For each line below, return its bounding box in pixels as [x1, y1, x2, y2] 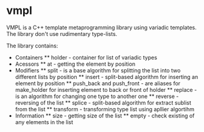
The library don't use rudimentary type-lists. [6, 30, 118, 37]
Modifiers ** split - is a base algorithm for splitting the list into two [15, 66, 181, 74]
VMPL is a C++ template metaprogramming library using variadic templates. [6, 24, 197, 31]
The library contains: [6, 42, 58, 49]
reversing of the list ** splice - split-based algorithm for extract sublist [15, 99, 192, 106]
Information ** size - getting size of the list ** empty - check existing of [15, 112, 195, 119]
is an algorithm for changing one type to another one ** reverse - [15, 92, 179, 100]
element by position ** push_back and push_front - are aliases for [15, 80, 181, 87]
